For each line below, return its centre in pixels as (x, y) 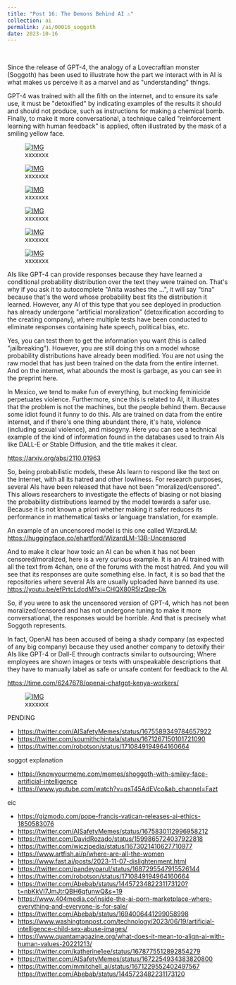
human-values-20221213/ (55, 944)
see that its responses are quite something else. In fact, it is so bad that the (116, 574)
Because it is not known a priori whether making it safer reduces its (105, 509)
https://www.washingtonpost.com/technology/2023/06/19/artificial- (116, 921)
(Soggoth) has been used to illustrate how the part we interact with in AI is (115, 75)
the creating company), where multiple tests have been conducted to (107, 319)
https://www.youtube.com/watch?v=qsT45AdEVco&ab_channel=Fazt (118, 789)
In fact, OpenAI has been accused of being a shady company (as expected (116, 639)
